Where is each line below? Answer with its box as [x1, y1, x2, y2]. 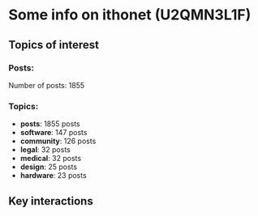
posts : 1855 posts [19, 119, 80, 129]
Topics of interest [8, 38, 100, 52]
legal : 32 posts [19, 145, 71, 155]
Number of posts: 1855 [8, 80, 85, 90]
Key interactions [8, 194, 93, 208]
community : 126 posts [19, 136, 97, 146]
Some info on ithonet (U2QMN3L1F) [8, 6, 252, 24]
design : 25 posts [19, 162, 78, 172]
